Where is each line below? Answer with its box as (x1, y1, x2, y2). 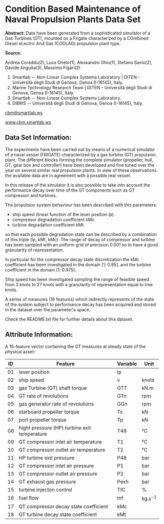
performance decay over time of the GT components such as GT (5, 187, 135, 193)
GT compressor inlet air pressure (19, 462, 94, 469)
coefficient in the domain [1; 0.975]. (5, 267, 77, 273)
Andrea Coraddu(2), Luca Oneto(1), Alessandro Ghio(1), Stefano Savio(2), (5, 59, 153, 65)
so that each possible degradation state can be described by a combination (5, 231, 157, 237)
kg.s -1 (141, 494, 157, 502)
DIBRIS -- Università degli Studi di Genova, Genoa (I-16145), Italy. (12, 100, 143, 106)
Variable (117, 360, 137, 367)
